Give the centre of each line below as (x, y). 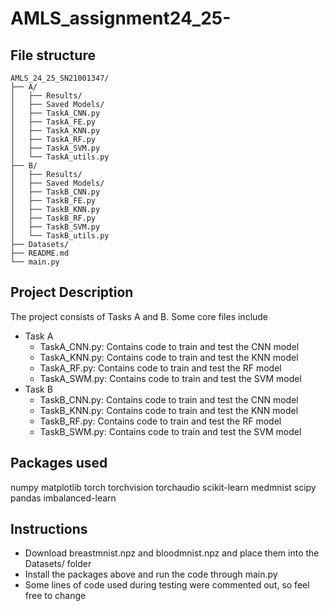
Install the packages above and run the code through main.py (151, 574)
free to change (55, 596)
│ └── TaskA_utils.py (60, 157)
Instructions (49, 529)
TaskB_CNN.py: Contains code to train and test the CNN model (169, 399)
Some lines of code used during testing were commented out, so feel (167, 585)
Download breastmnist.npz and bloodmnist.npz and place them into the (172, 553)
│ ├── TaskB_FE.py (53, 201)
